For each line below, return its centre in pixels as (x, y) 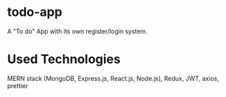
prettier (18, 86)
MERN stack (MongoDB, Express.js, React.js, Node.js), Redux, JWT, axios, (113, 78)
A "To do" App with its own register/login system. (77, 31)
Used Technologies (64, 59)
